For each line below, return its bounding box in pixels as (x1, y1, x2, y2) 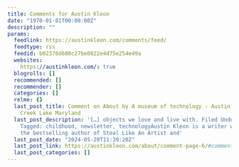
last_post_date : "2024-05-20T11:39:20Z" (14, 136, 135, 143)
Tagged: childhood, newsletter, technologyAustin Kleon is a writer (20, 122, 228, 130)
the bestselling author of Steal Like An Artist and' (20, 129, 183, 136)
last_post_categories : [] (14, 149, 91, 156)
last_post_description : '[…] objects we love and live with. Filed (14, 116, 218, 123)
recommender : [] (14, 83, 62, 90)
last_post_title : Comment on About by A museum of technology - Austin (14, 103, 231, 110)
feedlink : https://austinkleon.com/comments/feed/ (14, 37, 167, 44)
